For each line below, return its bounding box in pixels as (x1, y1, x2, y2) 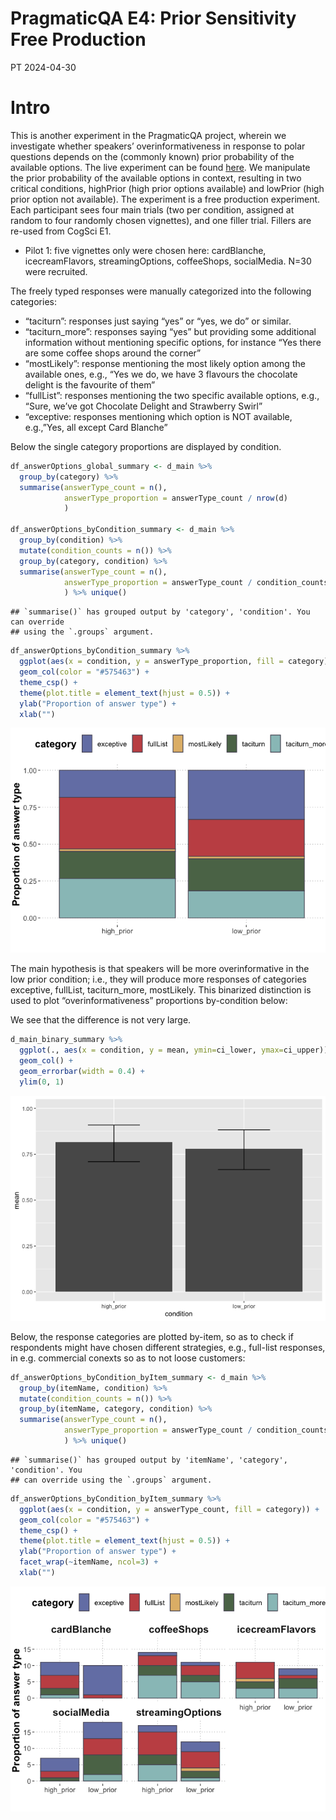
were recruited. (24, 265, 88, 277)
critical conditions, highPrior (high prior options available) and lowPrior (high (10, 182, 325, 194)
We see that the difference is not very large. (10, 1014, 192, 1026)
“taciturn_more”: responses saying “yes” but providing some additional (24, 325, 317, 337)
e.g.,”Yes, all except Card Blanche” (24, 421, 168, 433)
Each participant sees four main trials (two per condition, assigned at (10, 203, 295, 216)
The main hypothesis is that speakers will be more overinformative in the (10, 963, 310, 975)
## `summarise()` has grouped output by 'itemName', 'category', (10, 1455, 288, 1465)
